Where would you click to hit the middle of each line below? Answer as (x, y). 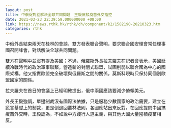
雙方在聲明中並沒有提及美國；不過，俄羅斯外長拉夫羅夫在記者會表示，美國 (83, 61)
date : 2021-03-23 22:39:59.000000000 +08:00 (53, 19)
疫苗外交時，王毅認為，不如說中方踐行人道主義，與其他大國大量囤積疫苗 (81, 114)
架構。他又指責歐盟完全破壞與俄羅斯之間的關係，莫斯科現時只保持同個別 (85, 73)
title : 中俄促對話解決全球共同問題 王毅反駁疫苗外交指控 (59, 15)
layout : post (19, 10)
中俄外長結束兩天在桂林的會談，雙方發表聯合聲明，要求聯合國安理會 (77, 44)
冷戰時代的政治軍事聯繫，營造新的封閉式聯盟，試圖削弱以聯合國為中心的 (85, 67)
